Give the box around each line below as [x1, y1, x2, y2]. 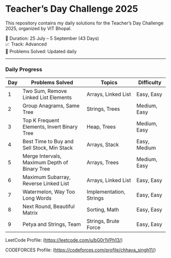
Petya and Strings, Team [22, 221, 81, 228]
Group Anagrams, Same [22, 102, 80, 110]
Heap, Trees [86, 123, 116, 131]
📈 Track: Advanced [5, 41, 47, 47]
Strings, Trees [86, 106, 120, 113]
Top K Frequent [22, 117, 60, 124]
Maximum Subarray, [22, 174, 71, 181]
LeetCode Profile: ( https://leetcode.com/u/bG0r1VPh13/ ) [5, 237, 123, 243]
